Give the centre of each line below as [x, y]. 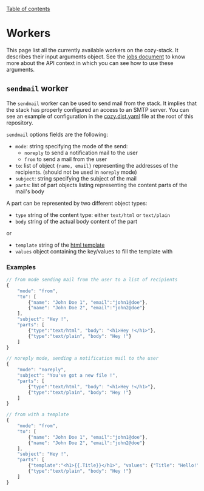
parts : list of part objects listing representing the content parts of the [101, 185]
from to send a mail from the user [66, 159]
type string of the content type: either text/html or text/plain [93, 215]
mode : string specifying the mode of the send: [71, 146]
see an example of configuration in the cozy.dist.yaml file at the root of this [100, 116]
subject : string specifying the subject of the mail [76, 178]
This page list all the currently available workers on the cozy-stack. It [93, 50]
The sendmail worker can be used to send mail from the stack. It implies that [102, 103]
